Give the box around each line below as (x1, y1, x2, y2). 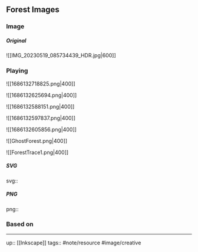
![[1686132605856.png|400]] (6, 126, 77, 133)
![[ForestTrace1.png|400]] (6, 149, 69, 156)
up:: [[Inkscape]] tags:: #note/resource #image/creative (6, 239, 141, 246)
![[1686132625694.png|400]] (6, 91, 77, 99)
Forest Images (6, 5, 60, 15)
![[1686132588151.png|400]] (6, 103, 75, 110)
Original (6, 37, 27, 44)
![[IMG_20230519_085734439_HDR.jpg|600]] (6, 52, 116, 59)
